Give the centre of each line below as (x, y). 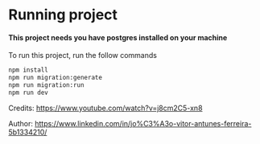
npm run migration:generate (56, 78)
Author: (21, 123)
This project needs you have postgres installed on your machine (118, 37)
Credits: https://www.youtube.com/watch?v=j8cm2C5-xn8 (105, 108)
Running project (63, 15)
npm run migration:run (46, 85)
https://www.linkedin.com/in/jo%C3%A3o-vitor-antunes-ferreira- (143, 123)
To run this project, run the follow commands (83, 56)
